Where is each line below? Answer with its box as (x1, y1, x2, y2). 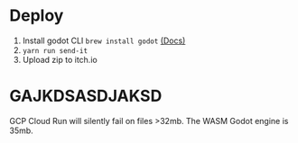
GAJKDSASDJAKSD (9, 86, 163, 106)
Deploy (9, 5, 64, 26)
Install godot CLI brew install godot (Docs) (22, 35, 186, 46)
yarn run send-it (22, 46, 88, 55)
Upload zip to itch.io (22, 54, 98, 65)
